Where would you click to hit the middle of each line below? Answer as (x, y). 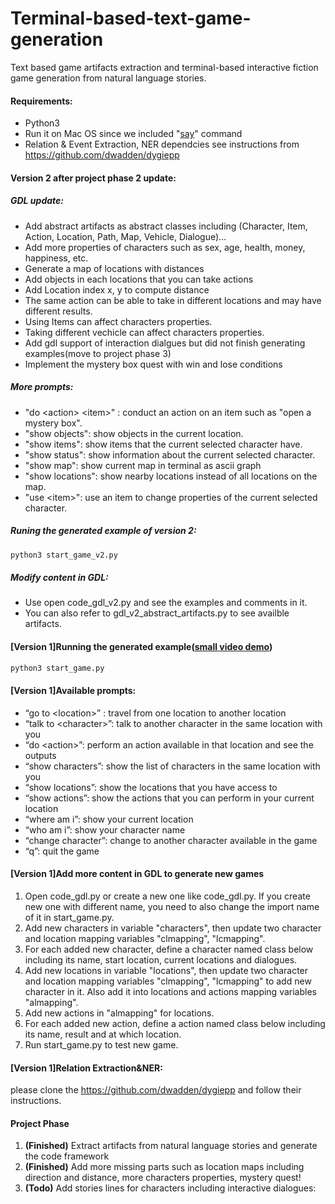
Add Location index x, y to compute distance (117, 289)
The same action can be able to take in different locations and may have (173, 300)
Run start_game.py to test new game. (101, 1044)
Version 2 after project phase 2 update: (93, 178)
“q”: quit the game (62, 851)
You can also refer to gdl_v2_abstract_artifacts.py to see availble (157, 613)
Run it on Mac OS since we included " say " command (133, 134)
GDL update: (37, 201)
